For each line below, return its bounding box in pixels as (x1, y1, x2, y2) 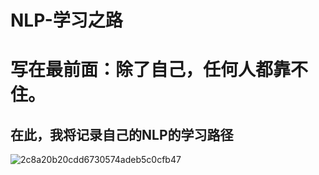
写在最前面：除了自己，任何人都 (10, 59, 274, 81)
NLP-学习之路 (10, 9, 123, 32)
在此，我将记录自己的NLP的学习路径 (10, 126, 234, 143)
